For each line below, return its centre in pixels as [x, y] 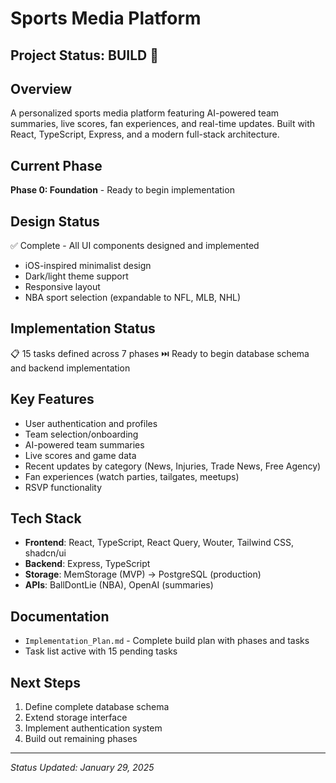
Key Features [52, 399]
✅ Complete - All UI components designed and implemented [135, 246]
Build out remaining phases [81, 739]
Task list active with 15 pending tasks [101, 651]
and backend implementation [70, 368]
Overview [41, 88]
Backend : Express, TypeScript [87, 564]
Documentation [60, 616]
